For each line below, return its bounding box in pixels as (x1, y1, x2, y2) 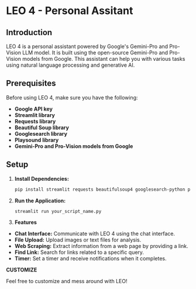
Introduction (6, 27, 53, 37)
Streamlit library (14, 111, 56, 118)
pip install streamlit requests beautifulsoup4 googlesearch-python (14, 186, 185, 192)
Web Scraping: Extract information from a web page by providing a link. (14, 243, 188, 250)
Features (14, 219, 37, 226)
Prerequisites (6, 78, 56, 88)
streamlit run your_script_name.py (14, 208, 102, 214)
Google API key (14, 105, 53, 112)
